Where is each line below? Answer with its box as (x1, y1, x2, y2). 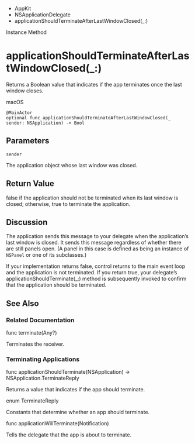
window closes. (6, 87, 44, 94)
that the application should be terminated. (6, 281, 107, 288)
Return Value (6, 178, 54, 189)
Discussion (6, 217, 48, 227)
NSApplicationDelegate (14, 11, 71, 18)
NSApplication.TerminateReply (6, 374, 80, 382)
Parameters (6, 136, 50, 146)
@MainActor (6, 109, 33, 116)
